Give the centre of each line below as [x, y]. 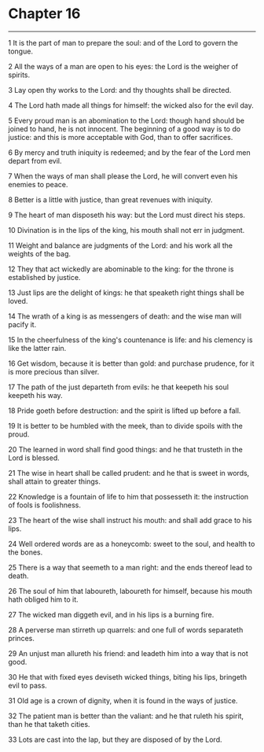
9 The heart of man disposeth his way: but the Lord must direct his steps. [127, 215]
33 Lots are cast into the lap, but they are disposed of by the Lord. [115, 739]
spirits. [19, 75]
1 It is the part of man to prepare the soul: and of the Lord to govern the [123, 42]
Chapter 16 [44, 14]
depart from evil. [35, 160]
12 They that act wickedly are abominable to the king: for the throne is [121, 269]
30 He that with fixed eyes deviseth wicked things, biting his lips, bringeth [128, 676]
